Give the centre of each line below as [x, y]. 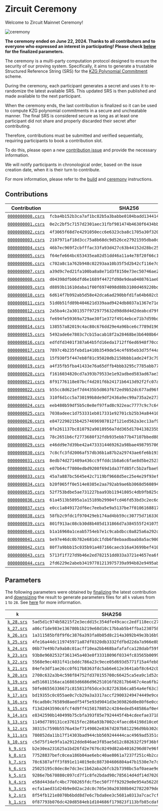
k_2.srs [18, 795]
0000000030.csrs [26, 453]
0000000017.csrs [26, 350]
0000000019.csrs [26, 366]
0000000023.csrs [26, 397]
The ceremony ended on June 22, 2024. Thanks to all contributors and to [80, 41]
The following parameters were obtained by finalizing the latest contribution [81, 592]
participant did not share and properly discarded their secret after [71, 121]
